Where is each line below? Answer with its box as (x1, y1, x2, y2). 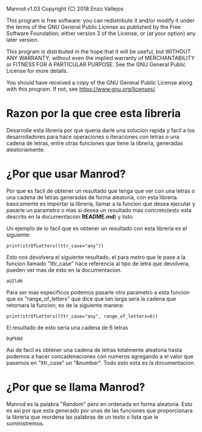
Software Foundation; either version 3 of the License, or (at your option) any (6, 30, 196, 37)
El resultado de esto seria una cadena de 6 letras (6, 324, 128, 331)
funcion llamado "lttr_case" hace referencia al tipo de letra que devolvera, (6, 260, 190, 267)
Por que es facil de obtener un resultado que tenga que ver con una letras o (6, 187, 195, 194)
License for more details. (6, 67, 68, 75)
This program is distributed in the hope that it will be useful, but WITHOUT (6, 48, 191, 55)
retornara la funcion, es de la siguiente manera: (6, 301, 124, 308)
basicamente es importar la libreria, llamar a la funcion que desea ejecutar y (6, 200, 195, 207)
